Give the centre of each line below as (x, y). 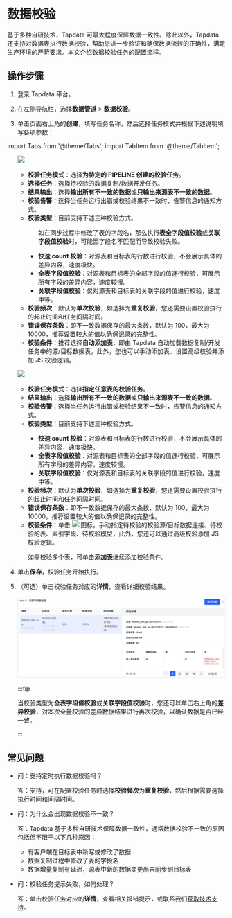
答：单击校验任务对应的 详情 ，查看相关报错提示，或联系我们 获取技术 (114, 899)
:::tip (24, 689)
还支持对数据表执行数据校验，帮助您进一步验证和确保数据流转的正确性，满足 (116, 43)
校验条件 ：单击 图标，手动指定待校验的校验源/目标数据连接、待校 (125, 524)
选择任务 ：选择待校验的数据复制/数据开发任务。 (96, 183)
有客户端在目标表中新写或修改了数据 (79, 852)
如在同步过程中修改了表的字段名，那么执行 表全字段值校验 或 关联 (129, 232)
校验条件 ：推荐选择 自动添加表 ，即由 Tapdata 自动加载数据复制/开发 (124, 342)
